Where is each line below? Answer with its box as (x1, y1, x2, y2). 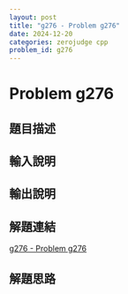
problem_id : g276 (9, 46, 73, 55)
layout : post (9, 12, 57, 22)
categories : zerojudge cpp (9, 37, 109, 47)
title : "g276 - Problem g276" (9, 21, 121, 30)
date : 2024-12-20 (9, 29, 73, 38)
